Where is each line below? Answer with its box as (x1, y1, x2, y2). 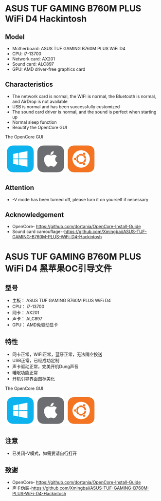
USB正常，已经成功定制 (12, 358, 60, 364)
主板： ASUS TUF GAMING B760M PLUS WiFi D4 (12, 298, 111, 304)
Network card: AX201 (12, 56, 55, 61)
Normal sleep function (12, 119, 57, 125)
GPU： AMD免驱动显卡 (12, 322, 58, 328)
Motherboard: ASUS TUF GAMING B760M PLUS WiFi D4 (12, 46, 125, 51)
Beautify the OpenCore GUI (12, 124, 67, 130)
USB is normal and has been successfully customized (12, 103, 120, 110)
